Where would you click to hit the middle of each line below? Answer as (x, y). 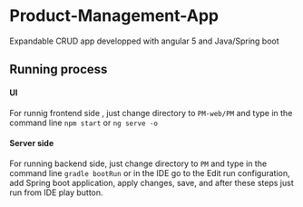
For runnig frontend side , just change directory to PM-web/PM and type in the (151, 113)
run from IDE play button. (56, 192)
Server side (32, 143)
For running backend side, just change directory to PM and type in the (138, 163)
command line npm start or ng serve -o (84, 123)
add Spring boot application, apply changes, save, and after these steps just (151, 182)
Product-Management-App (114, 16)
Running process (59, 69)
